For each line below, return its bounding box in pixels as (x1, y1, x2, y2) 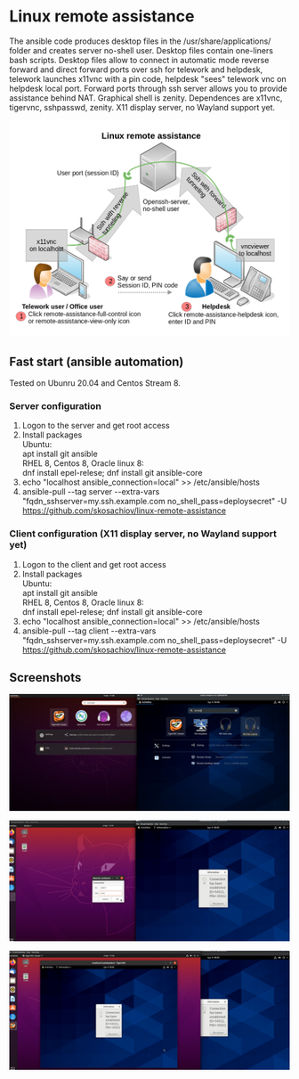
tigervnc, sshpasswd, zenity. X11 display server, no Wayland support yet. (9, 102, 276, 112)
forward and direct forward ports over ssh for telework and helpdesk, (9, 64, 263, 75)
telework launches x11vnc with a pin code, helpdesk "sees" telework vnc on (9, 73, 287, 84)
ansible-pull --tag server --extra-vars (21, 486, 160, 497)
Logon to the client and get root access (21, 559, 166, 569)
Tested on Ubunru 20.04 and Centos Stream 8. (9, 378, 181, 388)
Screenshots (9, 670, 82, 685)
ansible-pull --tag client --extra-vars (21, 625, 157, 636)
